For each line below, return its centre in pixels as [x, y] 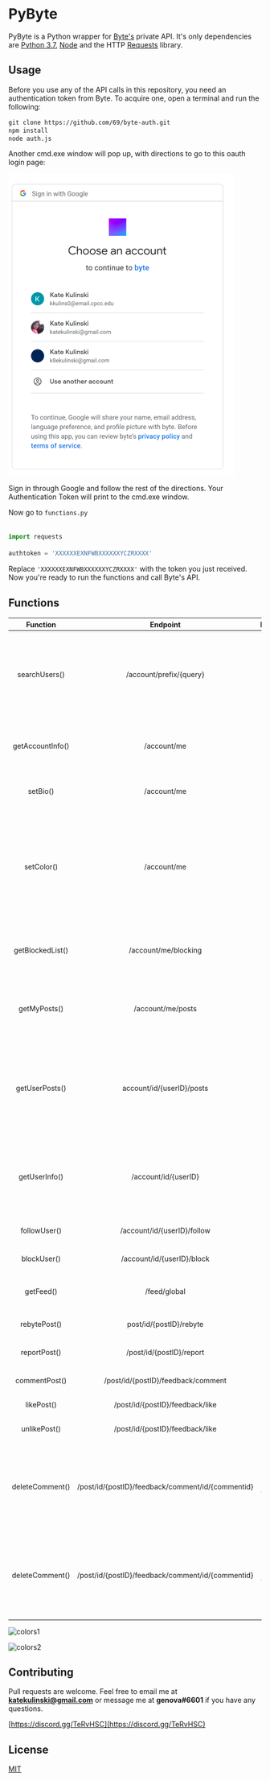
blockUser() [41, 1259]
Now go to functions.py [48, 512]
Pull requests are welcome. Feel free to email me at [93, 1692]
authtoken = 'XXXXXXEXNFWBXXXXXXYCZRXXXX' [80, 554]
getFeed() [41, 1291]
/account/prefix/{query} [165, 675]
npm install [28, 130]
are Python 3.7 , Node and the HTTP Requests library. [96, 44]
